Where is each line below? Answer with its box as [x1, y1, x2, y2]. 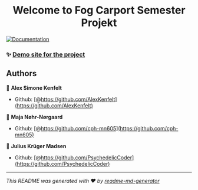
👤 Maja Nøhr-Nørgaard [6, 113, 63, 120]
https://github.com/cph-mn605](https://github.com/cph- [40, 125, 179, 132]
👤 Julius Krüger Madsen [6, 142, 67, 149]
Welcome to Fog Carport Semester [12, 4, 186, 17]
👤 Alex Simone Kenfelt [6, 84, 62, 91]
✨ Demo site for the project [6, 50, 85, 58]
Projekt [81, 16, 117, 30]
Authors [6, 68, 37, 78]
